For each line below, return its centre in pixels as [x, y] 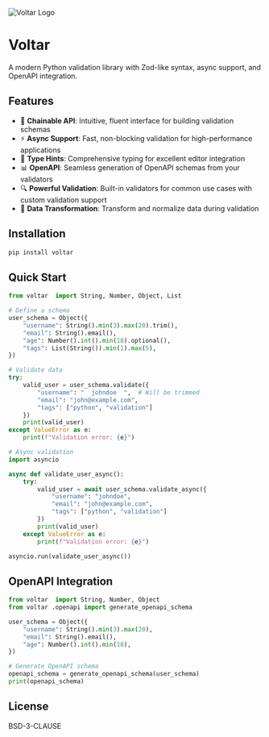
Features [31, 101]
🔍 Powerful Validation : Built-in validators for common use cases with [136, 188]
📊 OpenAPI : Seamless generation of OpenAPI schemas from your [130, 167]
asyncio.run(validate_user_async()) [70, 556]
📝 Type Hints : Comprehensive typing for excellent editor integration [132, 158]
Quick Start [37, 277]
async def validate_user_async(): [66, 474]
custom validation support [63, 200]
